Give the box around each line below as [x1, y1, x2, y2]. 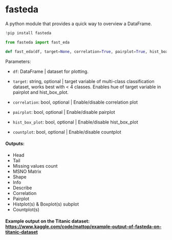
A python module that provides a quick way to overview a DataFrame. [5, 21, 152, 27]
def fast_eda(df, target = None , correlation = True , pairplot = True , [5, 49, 147, 54]
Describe [12, 185, 32, 191]
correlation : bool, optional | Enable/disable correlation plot [12, 99, 138, 105]
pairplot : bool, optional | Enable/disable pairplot [12, 109, 115, 115]
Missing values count [12, 163, 58, 169]
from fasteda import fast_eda [5, 39, 70, 45]
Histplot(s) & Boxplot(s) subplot [12, 201, 79, 207]
